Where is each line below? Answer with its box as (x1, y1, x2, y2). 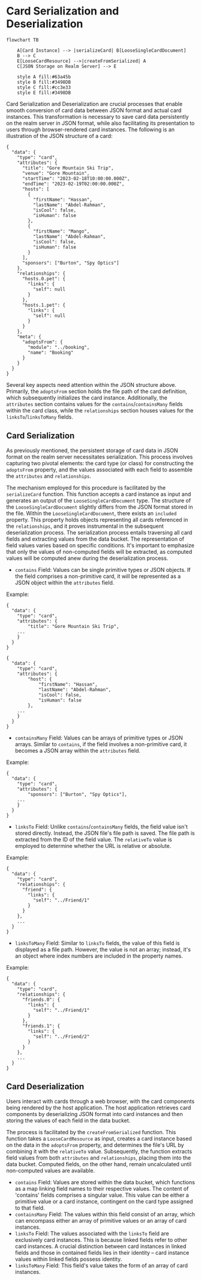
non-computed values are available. (6, 1167, 95, 1174)
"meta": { (17, 333, 42, 340)
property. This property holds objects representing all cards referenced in (6, 516, 188, 523)
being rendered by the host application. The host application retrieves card (6, 1104, 191, 1111)
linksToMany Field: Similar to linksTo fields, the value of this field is (14, 939, 180, 947)
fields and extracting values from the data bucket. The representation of (6, 535, 185, 542)
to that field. (14, 1204, 45, 1211)
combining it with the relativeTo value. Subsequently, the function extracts (6, 1147, 193, 1155)
